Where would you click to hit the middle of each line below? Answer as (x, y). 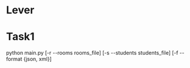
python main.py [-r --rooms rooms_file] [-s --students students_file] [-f (92, 53)
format (14, 59)
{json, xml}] (37, 59)
